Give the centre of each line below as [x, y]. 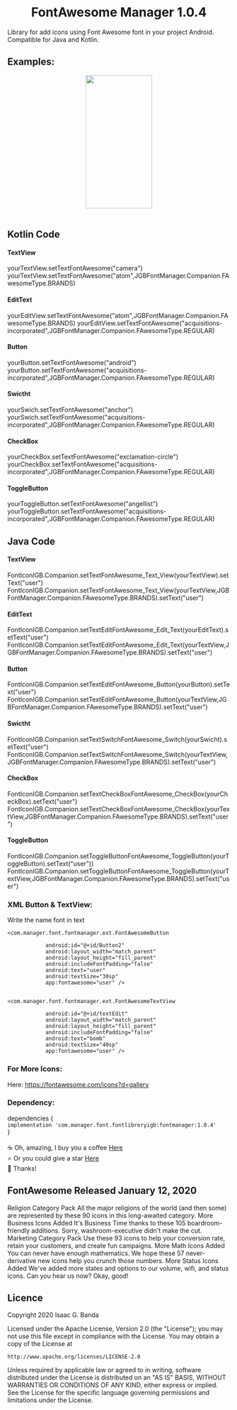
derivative [22, 1260]
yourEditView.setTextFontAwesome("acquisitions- [150, 323]
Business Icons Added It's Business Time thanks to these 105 [97, 1223]
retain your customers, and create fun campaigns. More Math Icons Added [116, 1245]
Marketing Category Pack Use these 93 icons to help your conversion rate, [116, 1238]
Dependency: [31, 1103]
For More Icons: [35, 1069]
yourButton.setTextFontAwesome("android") [72, 362]
